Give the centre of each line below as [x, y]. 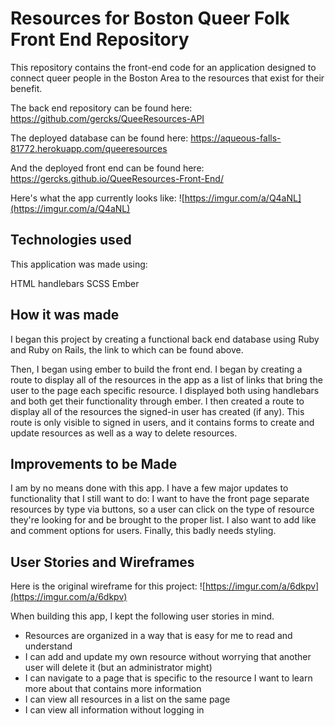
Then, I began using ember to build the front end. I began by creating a [156, 369]
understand [48, 646]
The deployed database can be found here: [99, 138]
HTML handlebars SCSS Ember [75, 283]
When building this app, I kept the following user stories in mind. [142, 616]
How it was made [65, 315]
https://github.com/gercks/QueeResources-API [107, 118]
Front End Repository [100, 39]
